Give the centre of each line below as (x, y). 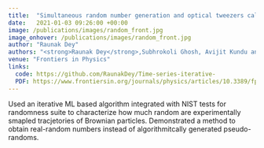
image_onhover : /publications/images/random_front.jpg (100, 37)
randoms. (24, 137)
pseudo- (237, 129)
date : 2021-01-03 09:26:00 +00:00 (68, 23)
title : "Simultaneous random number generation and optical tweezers (126, 15)
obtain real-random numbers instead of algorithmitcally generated (115, 129)
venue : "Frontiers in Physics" (59, 60)
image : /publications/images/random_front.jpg (86, 30)
